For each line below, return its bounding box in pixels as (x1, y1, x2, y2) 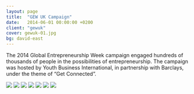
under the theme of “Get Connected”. (6, 71, 96, 77)
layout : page (6, 8, 38, 15)
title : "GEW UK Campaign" (6, 14, 72, 20)
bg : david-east (6, 36, 44, 41)
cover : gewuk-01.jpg (6, 30, 57, 36)
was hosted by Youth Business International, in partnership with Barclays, (6, 64, 184, 71)
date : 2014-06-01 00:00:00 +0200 (6, 19, 93, 25)
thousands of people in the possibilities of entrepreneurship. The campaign (6, 58, 189, 65)
